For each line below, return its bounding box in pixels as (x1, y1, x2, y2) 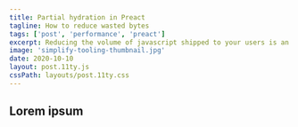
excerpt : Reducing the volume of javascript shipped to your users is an (9, 37, 290, 47)
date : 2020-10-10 (9, 54, 74, 63)
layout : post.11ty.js (9, 63, 90, 72)
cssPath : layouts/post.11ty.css (9, 71, 129, 80)
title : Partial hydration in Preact (9, 12, 145, 22)
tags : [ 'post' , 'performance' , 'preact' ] (9, 29, 166, 38)
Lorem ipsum (9, 104, 84, 119)
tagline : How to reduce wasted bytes (9, 21, 150, 30)
